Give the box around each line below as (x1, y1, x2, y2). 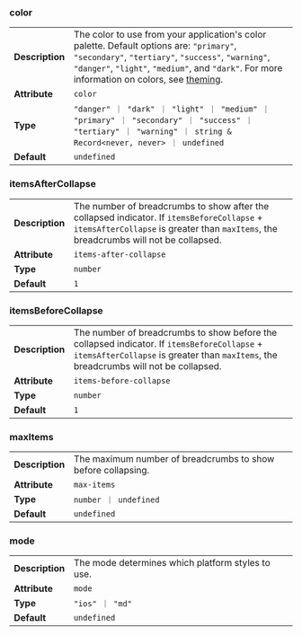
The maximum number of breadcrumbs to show (73, 453, 275, 465)
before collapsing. (73, 464, 150, 477)
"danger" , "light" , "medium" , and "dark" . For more (73, 62, 283, 75)
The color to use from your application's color (73, 29, 267, 41)
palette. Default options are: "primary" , (73, 40, 237, 52)
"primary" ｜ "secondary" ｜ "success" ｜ (73, 115, 253, 126)
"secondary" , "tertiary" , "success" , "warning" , (73, 51, 271, 64)
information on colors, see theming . (73, 74, 224, 86)
